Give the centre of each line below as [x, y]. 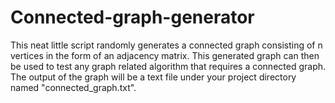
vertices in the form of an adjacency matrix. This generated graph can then [165, 55]
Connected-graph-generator [132, 17]
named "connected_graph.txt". [73, 87]
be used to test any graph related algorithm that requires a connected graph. [168, 66]
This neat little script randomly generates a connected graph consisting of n [166, 45]
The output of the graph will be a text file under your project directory [153, 77]
